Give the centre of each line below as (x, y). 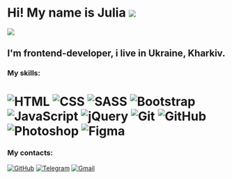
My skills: (24, 73)
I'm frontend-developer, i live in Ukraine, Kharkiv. (116, 53)
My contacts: (30, 153)
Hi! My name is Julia (67, 13)
